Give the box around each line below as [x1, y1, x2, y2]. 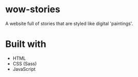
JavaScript [12, 66, 36, 72]
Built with [5, 38, 47, 50]
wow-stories [5, 4, 60, 15]
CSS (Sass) [12, 60, 37, 67]
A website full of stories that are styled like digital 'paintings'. [5, 20, 133, 27]
